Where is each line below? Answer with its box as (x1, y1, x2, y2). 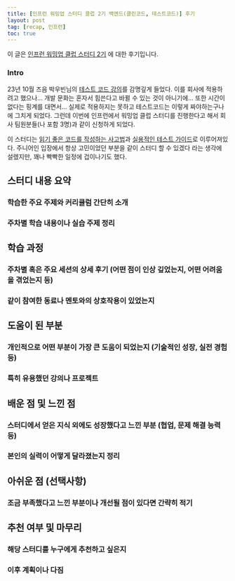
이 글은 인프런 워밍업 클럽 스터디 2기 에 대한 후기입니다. (7, 50, 159, 58)
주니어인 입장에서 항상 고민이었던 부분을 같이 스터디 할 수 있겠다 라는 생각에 (16, 143, 222, 152)
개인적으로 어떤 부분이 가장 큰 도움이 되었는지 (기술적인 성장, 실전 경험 (7, 342, 228, 352)
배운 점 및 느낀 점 (7, 397, 76, 409)
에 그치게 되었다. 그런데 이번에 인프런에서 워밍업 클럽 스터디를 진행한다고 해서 (7, 111, 219, 119)
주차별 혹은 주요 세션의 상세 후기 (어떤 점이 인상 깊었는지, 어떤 (7, 265, 201, 274)
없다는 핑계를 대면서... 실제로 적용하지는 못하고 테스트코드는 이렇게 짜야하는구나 (7, 102, 224, 111)
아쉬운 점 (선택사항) (7, 475, 87, 487)
